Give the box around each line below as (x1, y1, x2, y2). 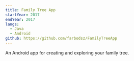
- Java (10, 26, 24, 32)
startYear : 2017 (5, 12, 40, 17)
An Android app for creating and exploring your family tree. (5, 49, 129, 56)
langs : (5, 21, 19, 27)
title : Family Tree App (5, 7, 56, 13)
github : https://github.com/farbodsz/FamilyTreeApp (5, 36, 117, 41)
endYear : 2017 (5, 17, 36, 22)
